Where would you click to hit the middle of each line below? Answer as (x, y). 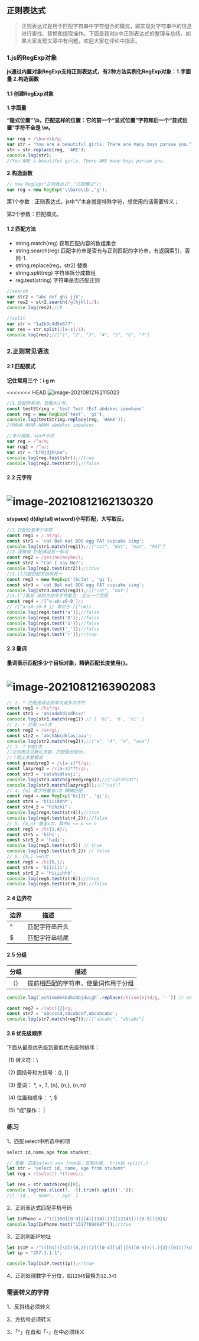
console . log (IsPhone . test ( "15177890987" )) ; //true (69, 1224)
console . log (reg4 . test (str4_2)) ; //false (57, 818)
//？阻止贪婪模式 (25, 758)
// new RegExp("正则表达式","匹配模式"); (54, 184)
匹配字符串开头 (48, 927)
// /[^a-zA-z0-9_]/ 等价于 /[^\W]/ (49, 607)
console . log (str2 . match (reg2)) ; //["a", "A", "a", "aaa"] (78, 741)
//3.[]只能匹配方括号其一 (35, 574)
